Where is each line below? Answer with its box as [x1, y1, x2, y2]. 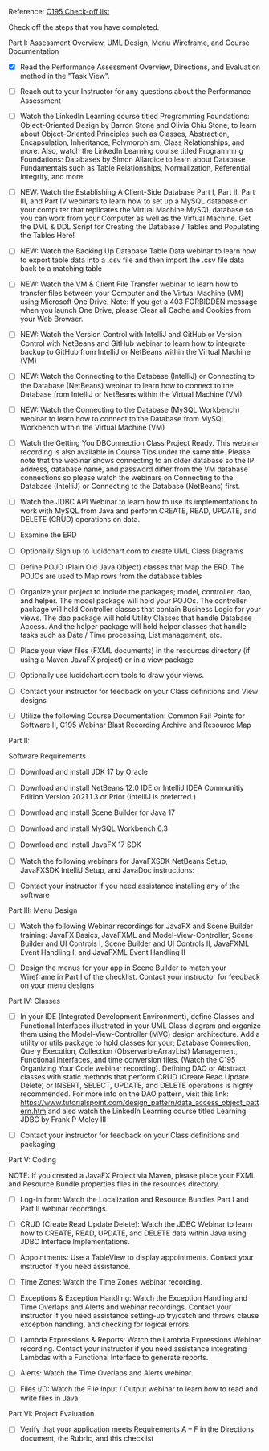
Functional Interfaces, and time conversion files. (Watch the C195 [19, 1054, 236, 1064]
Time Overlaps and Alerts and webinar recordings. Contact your [19, 1302, 232, 1312]
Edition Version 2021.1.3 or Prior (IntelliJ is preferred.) [19, 792, 197, 802]
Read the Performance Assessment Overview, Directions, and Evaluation [19, 62, 261, 72]
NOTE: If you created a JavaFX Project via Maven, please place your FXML [8, 1170, 255, 1180]
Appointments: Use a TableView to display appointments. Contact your [19, 1252, 255, 1262]
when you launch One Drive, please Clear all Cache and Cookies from [19, 306, 251, 315]
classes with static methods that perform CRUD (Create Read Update [19, 1071, 249, 1081]
